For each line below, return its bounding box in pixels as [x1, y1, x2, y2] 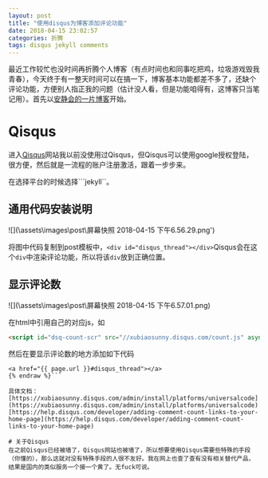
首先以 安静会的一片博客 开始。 [32, 94, 131, 104]
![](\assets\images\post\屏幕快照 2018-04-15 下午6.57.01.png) [8, 300, 211, 310]
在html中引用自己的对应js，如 [8, 317, 105, 327]
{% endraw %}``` [8, 372, 62, 380]
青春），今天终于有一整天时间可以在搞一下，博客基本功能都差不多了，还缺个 [8, 74, 257, 84]
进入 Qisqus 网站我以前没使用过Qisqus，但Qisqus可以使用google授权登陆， [8, 150, 254, 160]
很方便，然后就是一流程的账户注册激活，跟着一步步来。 [8, 160, 190, 170]
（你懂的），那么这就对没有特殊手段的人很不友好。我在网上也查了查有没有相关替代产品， [8, 454, 255, 463]
